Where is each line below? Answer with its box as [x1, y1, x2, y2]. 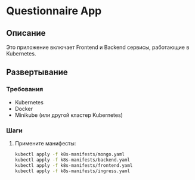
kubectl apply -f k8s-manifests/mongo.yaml [14, 151, 125, 157]
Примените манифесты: [14, 139, 76, 147]
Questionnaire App [6, 4, 102, 18]
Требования [6, 85, 44, 94]
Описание [6, 28, 46, 38]
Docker [14, 105, 33, 112]
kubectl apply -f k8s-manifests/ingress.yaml [14, 168, 130, 174]
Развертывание [6, 67, 68, 77]
